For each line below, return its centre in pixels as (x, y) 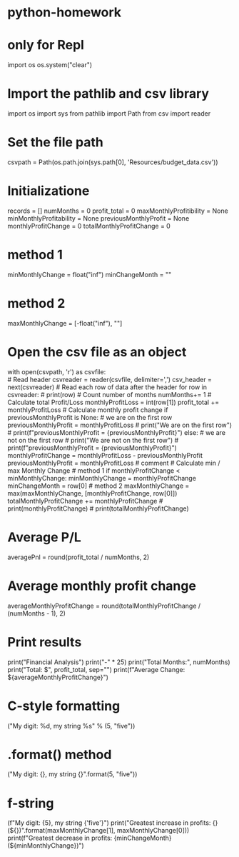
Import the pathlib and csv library (108, 94)
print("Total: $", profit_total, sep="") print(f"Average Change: (96, 669)
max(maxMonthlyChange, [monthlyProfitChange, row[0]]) (92, 493)
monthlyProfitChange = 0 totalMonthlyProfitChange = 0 (89, 226)
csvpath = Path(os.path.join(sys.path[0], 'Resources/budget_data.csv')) (113, 162)
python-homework (65, 12)
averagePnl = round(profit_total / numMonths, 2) (78, 557)
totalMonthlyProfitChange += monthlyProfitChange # (85, 501)
